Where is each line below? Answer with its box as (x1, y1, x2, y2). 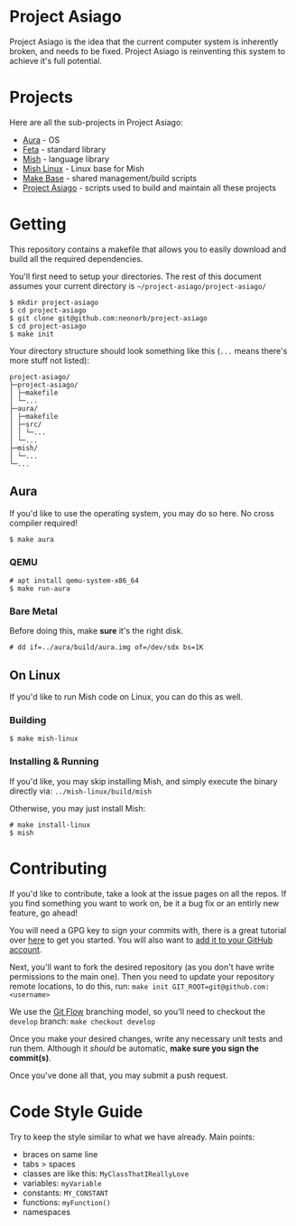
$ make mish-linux (9, 734, 79, 744)
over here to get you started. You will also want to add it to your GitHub (9, 934, 273, 945)
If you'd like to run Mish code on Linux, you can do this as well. (9, 692, 244, 702)
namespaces (22, 1206, 70, 1217)
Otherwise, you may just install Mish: (9, 803, 146, 813)
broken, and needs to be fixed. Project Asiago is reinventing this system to (9, 45, 286, 56)
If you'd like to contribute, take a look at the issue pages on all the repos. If (9, 887, 287, 899)
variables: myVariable (22, 1177, 102, 1188)
